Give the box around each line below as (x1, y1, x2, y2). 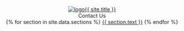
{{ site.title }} (84, 6, 116, 13)
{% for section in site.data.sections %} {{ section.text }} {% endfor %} (5, 18, 179, 26)
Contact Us (78, 12, 106, 19)
